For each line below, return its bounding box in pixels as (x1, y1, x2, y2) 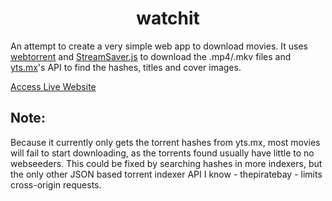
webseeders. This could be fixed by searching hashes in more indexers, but (10, 157, 323, 169)
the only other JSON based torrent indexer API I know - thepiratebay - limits (10, 168, 323, 180)
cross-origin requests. (10, 178, 102, 191)
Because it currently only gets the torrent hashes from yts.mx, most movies (10, 136, 321, 148)
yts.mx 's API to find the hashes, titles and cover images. (10, 61, 242, 73)
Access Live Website (10, 80, 97, 92)
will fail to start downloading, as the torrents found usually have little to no (10, 147, 315, 159)
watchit (136, 7, 200, 30)
